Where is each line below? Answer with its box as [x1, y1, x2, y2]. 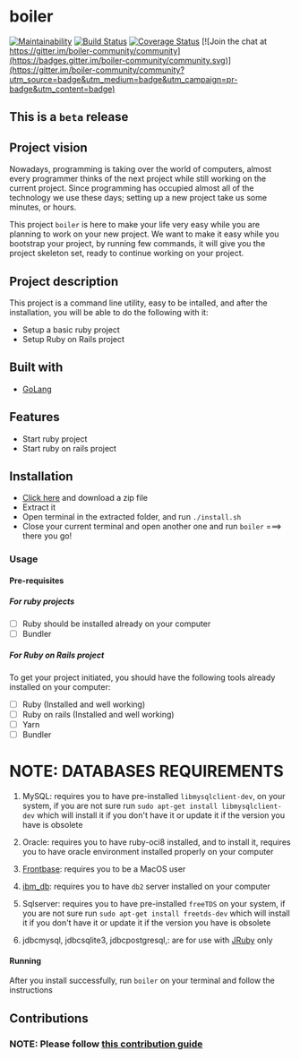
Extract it [21, 502, 56, 512]
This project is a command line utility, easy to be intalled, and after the [9, 297, 268, 308]
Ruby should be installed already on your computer [21, 618, 211, 629]
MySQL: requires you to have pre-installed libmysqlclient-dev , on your [21, 791, 286, 802]
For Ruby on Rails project [9, 650, 105, 660]
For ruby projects [9, 596, 75, 607]
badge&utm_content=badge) [9, 83, 116, 94]
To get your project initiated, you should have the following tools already [9, 672, 276, 683]
